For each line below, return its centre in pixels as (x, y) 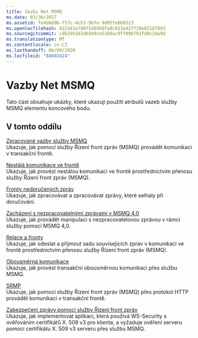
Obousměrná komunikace (38, 261)
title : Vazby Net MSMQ (34, 12)
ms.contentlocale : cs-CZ (37, 45)
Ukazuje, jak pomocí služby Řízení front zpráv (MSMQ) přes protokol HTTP (97, 292)
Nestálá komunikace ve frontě (43, 165)
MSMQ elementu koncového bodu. (49, 108)
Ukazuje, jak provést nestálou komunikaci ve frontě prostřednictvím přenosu (99, 171)
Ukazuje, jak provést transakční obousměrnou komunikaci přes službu (92, 268)
